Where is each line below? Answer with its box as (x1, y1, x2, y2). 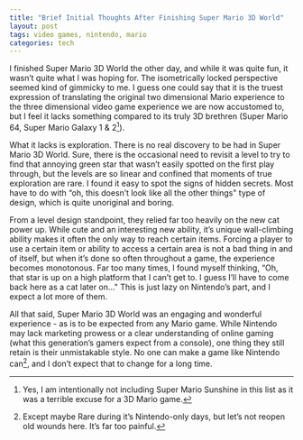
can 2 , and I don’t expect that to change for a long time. (9, 356, 214, 369)
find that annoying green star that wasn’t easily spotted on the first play (9, 159, 275, 170)
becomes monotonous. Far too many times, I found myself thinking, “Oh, (9, 262, 279, 273)
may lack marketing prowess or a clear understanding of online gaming (9, 327, 274, 338)
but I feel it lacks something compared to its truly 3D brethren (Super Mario (9, 111, 289, 122)
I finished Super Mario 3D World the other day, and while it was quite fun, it (9, 63, 289, 74)
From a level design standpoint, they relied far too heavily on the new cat (9, 214, 280, 225)
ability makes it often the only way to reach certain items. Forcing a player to (9, 234, 293, 244)
